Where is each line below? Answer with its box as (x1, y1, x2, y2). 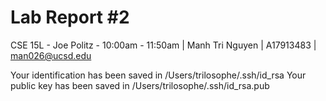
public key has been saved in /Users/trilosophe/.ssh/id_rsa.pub (10, 79, 270, 91)
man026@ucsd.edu (10, 49, 92, 61)
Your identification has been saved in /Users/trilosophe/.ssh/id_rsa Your (10, 69, 307, 81)
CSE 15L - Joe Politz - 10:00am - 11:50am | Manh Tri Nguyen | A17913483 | (10, 39, 317, 51)
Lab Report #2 (10, 6, 130, 29)
